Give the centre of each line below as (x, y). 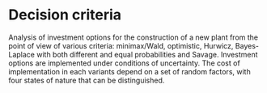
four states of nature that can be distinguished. (87, 80)
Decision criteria (65, 15)
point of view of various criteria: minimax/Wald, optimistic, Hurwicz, (121, 45)
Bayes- (247, 45)
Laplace (21, 54)
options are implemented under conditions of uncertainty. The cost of (124, 63)
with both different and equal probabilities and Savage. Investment (147, 54)
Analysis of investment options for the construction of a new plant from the (133, 37)
